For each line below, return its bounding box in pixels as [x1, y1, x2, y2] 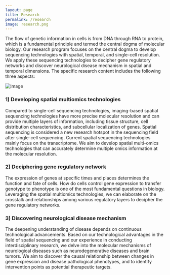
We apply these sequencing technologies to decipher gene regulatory [5, 57, 151, 64]
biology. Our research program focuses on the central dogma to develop [5, 46, 156, 52]
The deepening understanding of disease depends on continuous [5, 226, 142, 232]
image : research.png [5, 21, 49, 27]
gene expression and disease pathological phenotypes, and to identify [5, 259, 152, 265]
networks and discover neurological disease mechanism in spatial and [5, 63, 152, 69]
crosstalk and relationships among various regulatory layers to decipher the [5, 196, 163, 202]
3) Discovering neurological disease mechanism [5, 215, 126, 222]
